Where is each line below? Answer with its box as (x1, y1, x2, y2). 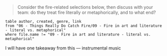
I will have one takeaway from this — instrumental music (5, 45, 121, 51)
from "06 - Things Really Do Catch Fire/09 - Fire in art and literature (5, 23, 162, 28)
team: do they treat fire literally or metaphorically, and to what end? (17, 9, 156, 15)
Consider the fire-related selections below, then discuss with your (17, 4, 153, 10)
